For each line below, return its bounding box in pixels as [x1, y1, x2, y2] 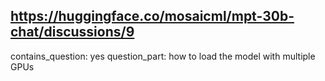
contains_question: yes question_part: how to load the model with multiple [10, 50, 316, 62]
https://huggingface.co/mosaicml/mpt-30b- [10, 8, 295, 25]
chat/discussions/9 [10, 24, 135, 41]
